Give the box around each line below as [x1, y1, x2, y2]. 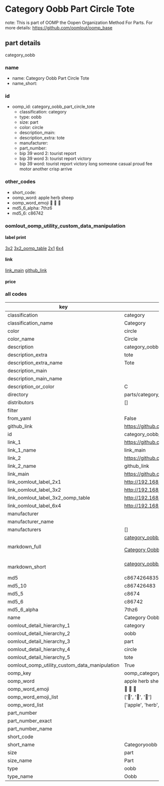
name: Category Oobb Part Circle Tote [12, 75, 89, 81]
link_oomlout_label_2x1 [7, 478, 61, 485]
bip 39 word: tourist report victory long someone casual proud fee [19, 161, 153, 167]
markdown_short [7, 563, 46, 570]
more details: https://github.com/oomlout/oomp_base [5, 24, 113, 30]
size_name [7, 757, 32, 764]
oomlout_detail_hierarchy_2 [7, 630, 70, 636]
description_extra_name [7, 359, 62, 366]
